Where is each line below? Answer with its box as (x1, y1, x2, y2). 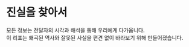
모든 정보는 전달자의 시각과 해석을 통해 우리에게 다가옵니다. (6, 27, 145, 34)
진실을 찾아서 (6, 5, 68, 19)
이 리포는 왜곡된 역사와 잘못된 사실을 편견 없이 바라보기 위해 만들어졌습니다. (6, 34, 184, 41)
